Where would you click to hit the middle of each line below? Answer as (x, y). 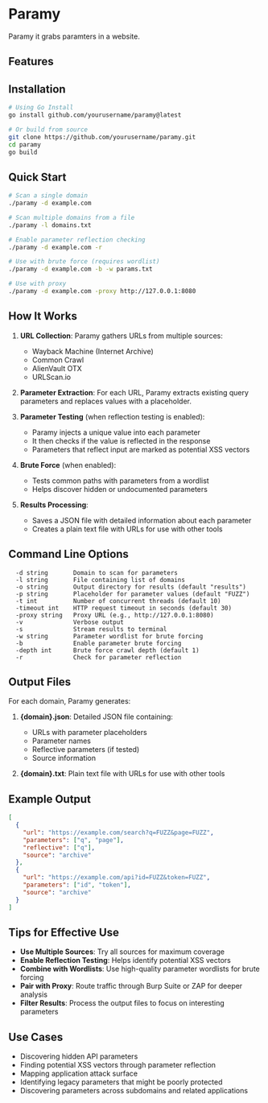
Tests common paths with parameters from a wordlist (120, 481)
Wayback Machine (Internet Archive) (93, 351)
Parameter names (61, 741)
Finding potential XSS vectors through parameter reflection (118, 1065)
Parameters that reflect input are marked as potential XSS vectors (141, 449)
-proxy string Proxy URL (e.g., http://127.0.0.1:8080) (115, 615)
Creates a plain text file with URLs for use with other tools (127, 529)
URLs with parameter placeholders (89, 733)
